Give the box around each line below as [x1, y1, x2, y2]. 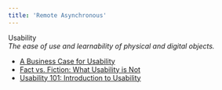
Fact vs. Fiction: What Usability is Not [19, 64, 141, 74]
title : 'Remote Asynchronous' [8, 11, 107, 20]
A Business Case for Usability [19, 56, 115, 66]
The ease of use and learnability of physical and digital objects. [8, 41, 215, 51]
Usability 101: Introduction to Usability [19, 73, 141, 82]
